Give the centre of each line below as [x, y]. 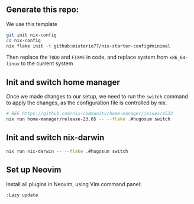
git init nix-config [32, 35]
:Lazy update [22, 195]
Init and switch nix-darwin [55, 138]
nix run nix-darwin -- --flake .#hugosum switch [67, 151]
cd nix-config [24, 40]
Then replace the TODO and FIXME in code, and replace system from [87, 57]
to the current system [47, 63]
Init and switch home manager [63, 82]
